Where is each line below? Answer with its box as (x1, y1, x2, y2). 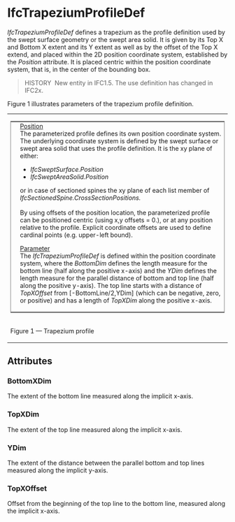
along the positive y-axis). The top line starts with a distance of (20, 282, 202, 290)
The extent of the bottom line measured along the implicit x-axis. (7, 392, 194, 400)
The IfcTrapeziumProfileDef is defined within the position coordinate (20, 252, 216, 260)
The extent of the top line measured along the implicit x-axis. (7, 425, 183, 434)
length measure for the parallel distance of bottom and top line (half (20, 274, 215, 282)
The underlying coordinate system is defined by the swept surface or (20, 137, 219, 145)
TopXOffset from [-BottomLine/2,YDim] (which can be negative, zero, (20, 289, 221, 298)
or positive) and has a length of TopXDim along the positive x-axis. (20, 296, 212, 305)
